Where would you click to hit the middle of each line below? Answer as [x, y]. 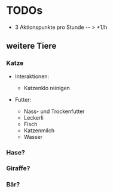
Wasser [33, 136]
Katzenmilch [39, 130]
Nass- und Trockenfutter [54, 111]
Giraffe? [18, 168]
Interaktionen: [32, 76]
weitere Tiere [31, 46]
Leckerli [33, 117]
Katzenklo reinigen [47, 88]
